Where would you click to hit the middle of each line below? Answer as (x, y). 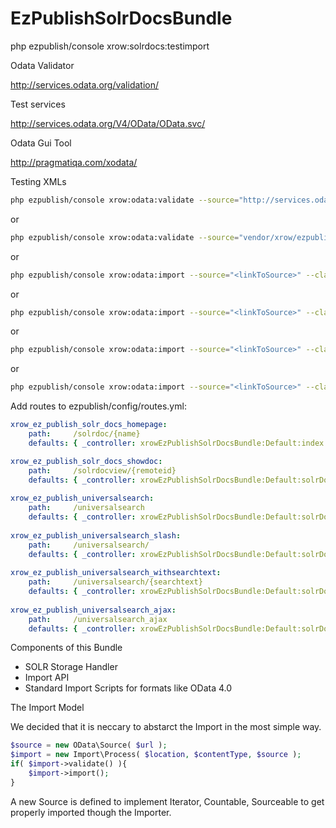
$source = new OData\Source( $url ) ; (89, 745)
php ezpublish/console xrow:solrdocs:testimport (110, 46)
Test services (38, 104)
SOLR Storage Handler (71, 667)
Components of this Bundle (66, 648)
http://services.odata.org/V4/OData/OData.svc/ (108, 123)
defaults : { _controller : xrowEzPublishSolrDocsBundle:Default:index (176, 443)
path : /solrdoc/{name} (84, 434)
